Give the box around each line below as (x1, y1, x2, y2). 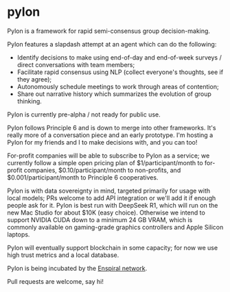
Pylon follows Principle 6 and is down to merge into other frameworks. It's (7, 123, 216, 132)
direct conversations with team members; (16, 60, 135, 69)
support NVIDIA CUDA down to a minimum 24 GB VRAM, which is (7, 215, 193, 223)
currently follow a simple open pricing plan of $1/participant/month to (7, 158, 204, 167)
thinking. (16, 97, 43, 105)
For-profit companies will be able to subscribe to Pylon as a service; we (7, 151, 210, 160)
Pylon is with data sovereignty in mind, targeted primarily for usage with (7, 186, 211, 195)
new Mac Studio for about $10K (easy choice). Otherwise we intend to (7, 208, 206, 217)
